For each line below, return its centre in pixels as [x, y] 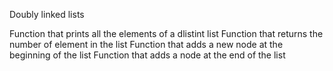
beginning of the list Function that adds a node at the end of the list [147, 55]
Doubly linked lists [47, 14]
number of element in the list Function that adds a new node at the [146, 44]
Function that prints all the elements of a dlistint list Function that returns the [166, 33]
